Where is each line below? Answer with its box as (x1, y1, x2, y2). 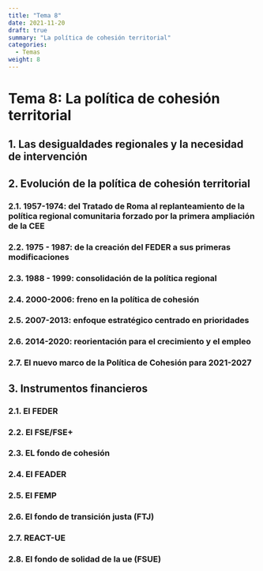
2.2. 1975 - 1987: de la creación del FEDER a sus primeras (8, 242, 231, 253)
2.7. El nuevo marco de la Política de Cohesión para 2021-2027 (8, 357, 252, 368)
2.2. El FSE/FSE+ (8, 426, 73, 438)
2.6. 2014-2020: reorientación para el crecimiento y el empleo (8, 336, 251, 347)
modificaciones (8, 251, 70, 262)
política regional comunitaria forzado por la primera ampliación (8, 210, 255, 221)
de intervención (8, 150, 88, 163)
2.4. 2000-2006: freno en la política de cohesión (8, 294, 200, 305)
